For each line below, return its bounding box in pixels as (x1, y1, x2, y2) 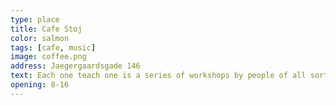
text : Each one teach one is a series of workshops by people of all (10, 71, 307, 81)
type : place (10, 14, 60, 25)
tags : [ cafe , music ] (10, 42, 97, 53)
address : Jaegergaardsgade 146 (10, 61, 141, 71)
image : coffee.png (10, 52, 87, 62)
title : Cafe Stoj (10, 24, 83, 34)
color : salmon (10, 33, 70, 43)
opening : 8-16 (10, 80, 70, 90)
